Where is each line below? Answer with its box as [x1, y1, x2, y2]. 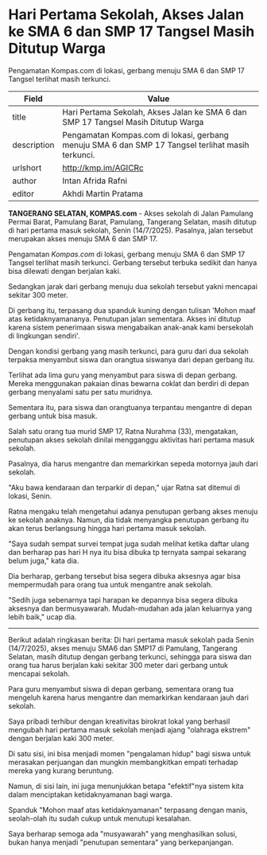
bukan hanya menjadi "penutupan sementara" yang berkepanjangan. [8, 837, 234, 847]
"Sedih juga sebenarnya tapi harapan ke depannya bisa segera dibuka [8, 595, 238, 604]
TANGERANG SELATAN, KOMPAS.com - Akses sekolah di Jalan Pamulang [8, 209, 253, 218]
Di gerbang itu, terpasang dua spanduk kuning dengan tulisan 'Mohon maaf [8, 305, 256, 315]
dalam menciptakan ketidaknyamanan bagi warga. [8, 790, 172, 799]
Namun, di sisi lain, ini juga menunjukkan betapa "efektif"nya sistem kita [8, 781, 244, 791]
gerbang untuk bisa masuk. [8, 411, 98, 420]
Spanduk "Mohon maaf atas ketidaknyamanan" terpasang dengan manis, [8, 805, 248, 814]
